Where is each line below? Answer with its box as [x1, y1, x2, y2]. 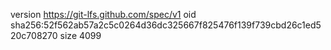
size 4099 [59, 30, 102, 41]
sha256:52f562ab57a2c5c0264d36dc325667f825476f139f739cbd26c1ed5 [10, 19, 322, 31]
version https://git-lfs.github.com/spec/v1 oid [10, 9, 197, 20]
